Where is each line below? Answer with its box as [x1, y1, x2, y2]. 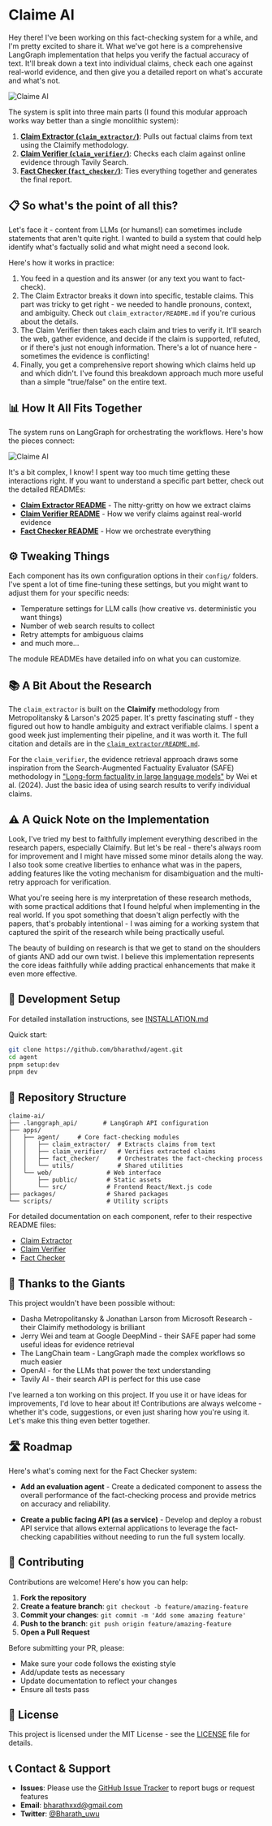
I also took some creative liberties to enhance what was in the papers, [8, 860, 243, 869]
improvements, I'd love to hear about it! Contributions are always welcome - [8, 1398, 262, 1408]
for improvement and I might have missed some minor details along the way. [8, 851, 264, 861]
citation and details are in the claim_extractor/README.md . [8, 739, 201, 748]
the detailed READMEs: [8, 484, 86, 494]
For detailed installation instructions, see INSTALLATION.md [8, 1014, 209, 1023]
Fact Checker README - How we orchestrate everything [19, 526, 211, 536]
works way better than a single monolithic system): [8, 115, 179, 125]
